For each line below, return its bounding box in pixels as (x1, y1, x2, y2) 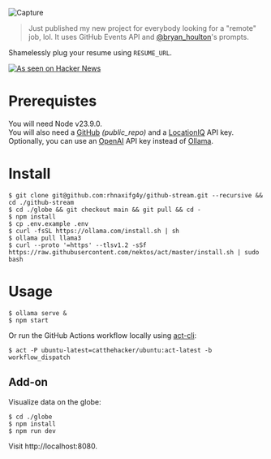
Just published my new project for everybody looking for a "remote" (28, 24, 257, 32)
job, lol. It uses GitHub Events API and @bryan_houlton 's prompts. (28, 32, 249, 41)
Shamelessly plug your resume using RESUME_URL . (8, 48, 173, 57)
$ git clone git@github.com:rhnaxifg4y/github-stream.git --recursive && (8, 191, 264, 199)
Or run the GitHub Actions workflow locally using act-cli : (8, 330, 197, 340)
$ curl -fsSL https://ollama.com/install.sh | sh (8, 227, 180, 235)
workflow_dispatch (8, 353, 71, 362)
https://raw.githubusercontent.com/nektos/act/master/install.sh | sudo (8, 248, 260, 256)
